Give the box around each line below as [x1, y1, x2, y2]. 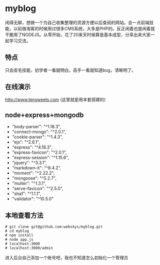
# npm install [5, 233, 34, 238]
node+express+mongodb [5, 111, 84, 119]
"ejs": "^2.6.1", [12, 139, 40, 145]
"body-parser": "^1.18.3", [12, 124, 62, 130]
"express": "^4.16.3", [12, 144, 53, 150]
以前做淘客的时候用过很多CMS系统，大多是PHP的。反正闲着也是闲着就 [13, 25, 155, 32]
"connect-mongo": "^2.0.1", [12, 129, 66, 135]
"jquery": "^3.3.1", [12, 160, 47, 166]
